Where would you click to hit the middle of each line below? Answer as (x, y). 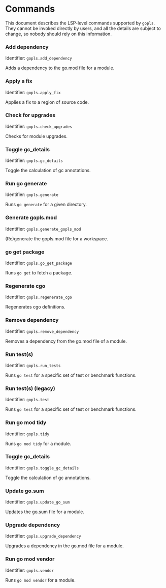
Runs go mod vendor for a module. (41, 580)
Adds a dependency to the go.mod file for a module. (60, 68)
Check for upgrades (30, 115)
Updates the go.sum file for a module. (45, 512)
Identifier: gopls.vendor (30, 570)
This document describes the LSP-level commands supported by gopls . (80, 23)
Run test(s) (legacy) (30, 388)
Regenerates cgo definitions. (36, 307)
